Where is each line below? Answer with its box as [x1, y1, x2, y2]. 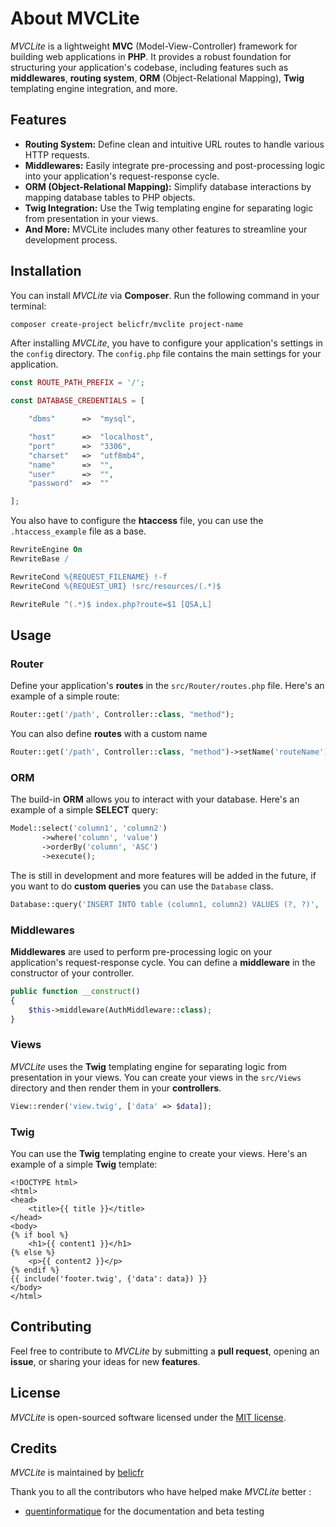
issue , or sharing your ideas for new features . [10, 1355, 201, 1367]
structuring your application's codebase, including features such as [10, 61, 289, 73]
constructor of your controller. [10, 967, 135, 979]
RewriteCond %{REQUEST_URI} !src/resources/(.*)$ [10, 581, 222, 591]
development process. [24, 233, 118, 246]
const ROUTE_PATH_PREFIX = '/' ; [10, 378, 145, 388]
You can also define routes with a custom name [10, 728, 208, 740]
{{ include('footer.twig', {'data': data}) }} [10, 1273, 208, 1284]
